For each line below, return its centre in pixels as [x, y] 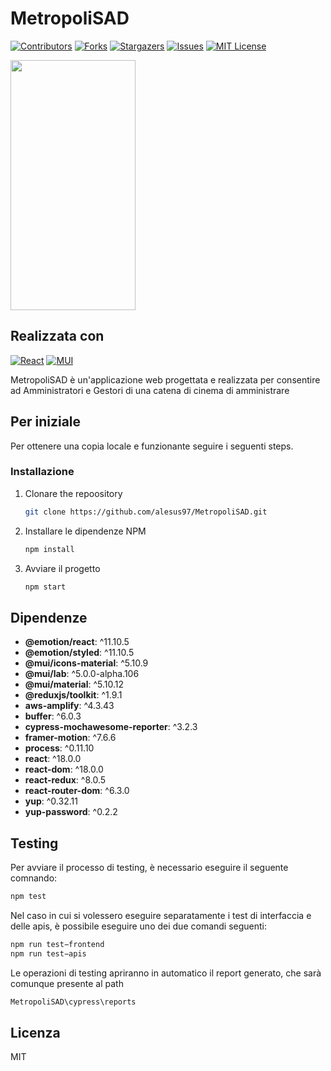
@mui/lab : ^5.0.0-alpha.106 [82, 674]
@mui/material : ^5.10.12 [74, 684]
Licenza [35, 1033]
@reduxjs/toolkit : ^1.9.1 [73, 695]
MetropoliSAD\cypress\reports [73, 1002]
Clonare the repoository [73, 493]
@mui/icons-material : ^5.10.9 [86, 663]
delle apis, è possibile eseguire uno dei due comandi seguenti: [139, 926]
